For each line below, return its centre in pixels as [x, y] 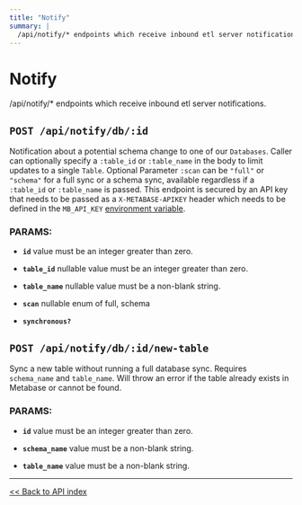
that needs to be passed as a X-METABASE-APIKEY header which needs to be [147, 199]
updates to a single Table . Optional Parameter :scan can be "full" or [137, 171]
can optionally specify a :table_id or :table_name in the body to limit [136, 161]
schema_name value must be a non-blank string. [108, 448]
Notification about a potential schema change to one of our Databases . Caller [151, 151]
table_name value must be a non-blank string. [106, 465]
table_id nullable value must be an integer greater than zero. [135, 269]
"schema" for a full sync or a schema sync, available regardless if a [132, 180]
